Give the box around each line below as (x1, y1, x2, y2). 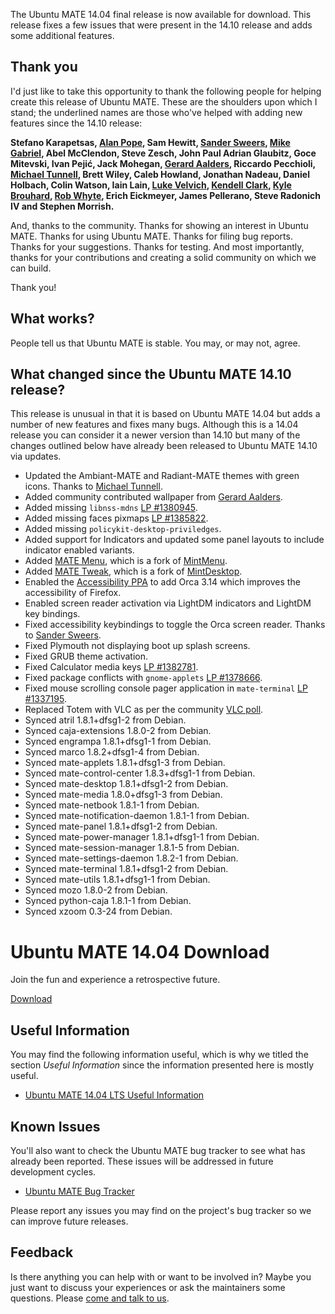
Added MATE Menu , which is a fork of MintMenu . (24, 555, 228, 567)
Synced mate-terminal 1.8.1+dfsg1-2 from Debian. (24, 863, 229, 875)
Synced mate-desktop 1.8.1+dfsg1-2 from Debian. (24, 778, 229, 790)
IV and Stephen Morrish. (10, 200, 115, 212)
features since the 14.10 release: (10, 117, 143, 129)
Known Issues (10, 1118, 101, 1135)
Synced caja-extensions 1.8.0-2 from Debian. (24, 725, 212, 737)
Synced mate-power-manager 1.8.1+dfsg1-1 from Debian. (24, 831, 260, 843)
